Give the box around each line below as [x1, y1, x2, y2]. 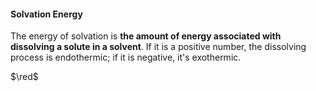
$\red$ [10, 71, 39, 83]
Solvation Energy [10, 8, 83, 20]
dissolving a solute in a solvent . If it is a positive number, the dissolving [10, 41, 307, 53]
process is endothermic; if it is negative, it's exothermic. [10, 51, 242, 64]
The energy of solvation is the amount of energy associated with [10, 30, 282, 42]
